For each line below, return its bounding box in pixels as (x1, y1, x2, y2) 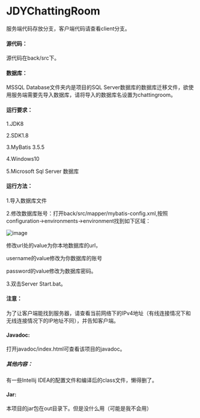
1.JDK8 (6, 120, 24, 127)
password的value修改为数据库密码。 (6, 267, 97, 275)
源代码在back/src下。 (6, 54, 60, 61)
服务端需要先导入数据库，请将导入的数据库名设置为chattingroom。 (11, 92, 176, 99)
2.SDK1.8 (6, 131, 29, 139)
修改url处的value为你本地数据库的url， (6, 242, 101, 249)
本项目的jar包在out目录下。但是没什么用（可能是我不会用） (6, 405, 152, 412)
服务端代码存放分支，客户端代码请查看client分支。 (6, 25, 130, 32)
